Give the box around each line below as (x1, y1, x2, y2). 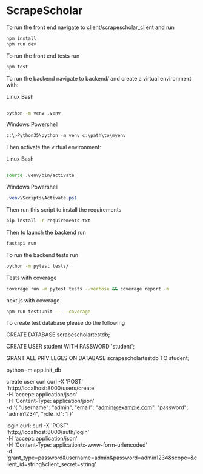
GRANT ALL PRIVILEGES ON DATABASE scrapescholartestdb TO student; (6, 355, 190, 362)
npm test (6, 64, 28, 70)
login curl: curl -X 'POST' (6, 422, 68, 429)
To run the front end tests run (6, 52, 80, 59)
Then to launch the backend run (6, 229, 87, 236)
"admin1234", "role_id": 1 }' (6, 410, 74, 418)
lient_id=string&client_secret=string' (6, 461, 97, 468)
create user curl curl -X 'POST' (6, 378, 84, 386)
